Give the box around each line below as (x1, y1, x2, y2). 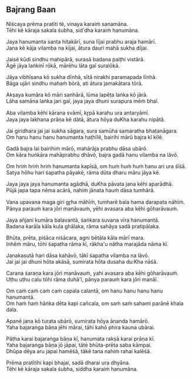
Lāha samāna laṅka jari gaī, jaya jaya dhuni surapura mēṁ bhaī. (6, 97, 159, 104)
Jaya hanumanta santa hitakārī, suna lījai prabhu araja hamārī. (6, 38, 157, 45)
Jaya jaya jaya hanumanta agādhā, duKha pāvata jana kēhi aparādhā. (6, 180, 173, 188)
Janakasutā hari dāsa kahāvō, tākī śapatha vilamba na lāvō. (6, 252, 150, 259)
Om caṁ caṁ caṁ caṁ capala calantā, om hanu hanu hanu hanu (6, 287, 163, 294)
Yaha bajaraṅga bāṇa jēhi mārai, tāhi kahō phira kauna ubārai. (6, 324, 156, 331)
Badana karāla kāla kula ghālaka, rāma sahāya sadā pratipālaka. (6, 222, 160, 229)
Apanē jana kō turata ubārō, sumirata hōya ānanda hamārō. (6, 317, 150, 324)
